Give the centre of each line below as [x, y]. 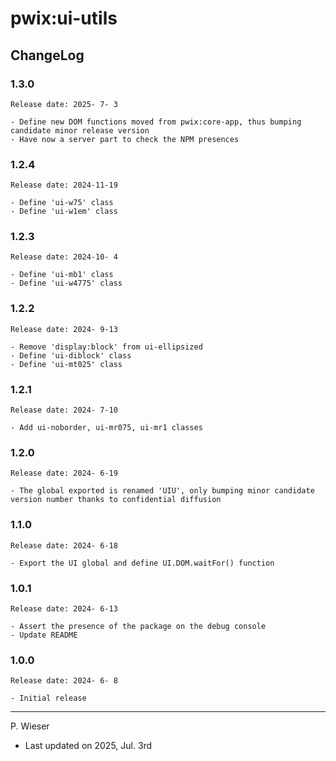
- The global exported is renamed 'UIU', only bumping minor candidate [162, 491]
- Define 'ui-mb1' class [62, 275]
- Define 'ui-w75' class [62, 203]
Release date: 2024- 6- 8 [64, 681]
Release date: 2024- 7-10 [64, 410]
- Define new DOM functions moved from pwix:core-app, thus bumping [156, 122]
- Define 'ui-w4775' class [66, 283]
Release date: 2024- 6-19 [64, 473]
